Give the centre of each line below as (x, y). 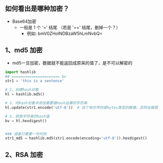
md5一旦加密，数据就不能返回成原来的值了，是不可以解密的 (72, 63)
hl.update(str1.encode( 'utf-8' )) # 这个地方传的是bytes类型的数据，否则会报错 (81, 107)
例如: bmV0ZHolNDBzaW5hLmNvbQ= (65, 33)
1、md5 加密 (24, 50)
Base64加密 (24, 21)
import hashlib (20, 72)
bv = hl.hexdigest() (26, 121)
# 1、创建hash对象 (22, 90)
